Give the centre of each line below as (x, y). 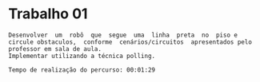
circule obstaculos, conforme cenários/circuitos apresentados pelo (130, 42)
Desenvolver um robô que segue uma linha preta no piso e (123, 35)
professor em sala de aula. (55, 49)
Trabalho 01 (48, 14)
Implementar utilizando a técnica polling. (82, 56)
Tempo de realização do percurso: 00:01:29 (82, 70)
